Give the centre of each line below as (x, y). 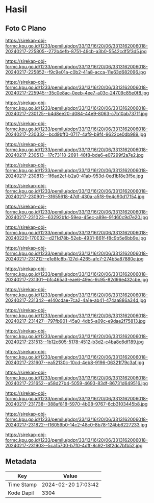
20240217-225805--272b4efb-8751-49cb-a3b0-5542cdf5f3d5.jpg (76, 51)
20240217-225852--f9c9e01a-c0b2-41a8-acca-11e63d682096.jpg (76, 72)
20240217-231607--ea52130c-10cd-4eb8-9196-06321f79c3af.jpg (75, 363)
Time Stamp (22, 485)
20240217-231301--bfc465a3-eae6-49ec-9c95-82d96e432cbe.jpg (77, 280)
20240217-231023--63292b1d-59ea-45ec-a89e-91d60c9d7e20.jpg (77, 217)
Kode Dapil (21, 493)
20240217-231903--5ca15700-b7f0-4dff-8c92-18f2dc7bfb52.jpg (74, 446)
